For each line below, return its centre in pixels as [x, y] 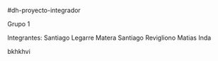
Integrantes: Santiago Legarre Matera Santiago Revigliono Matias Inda [109, 38]
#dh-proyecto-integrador [44, 10]
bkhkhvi [19, 51]
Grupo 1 [19, 24]
